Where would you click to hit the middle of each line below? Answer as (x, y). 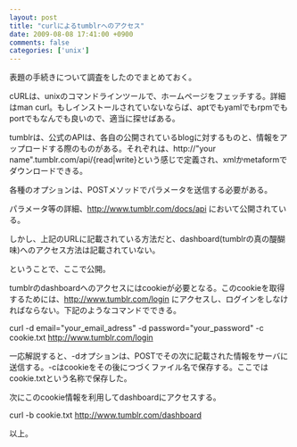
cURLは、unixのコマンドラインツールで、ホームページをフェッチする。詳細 (148, 96)
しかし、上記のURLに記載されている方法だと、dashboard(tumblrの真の (140, 239)
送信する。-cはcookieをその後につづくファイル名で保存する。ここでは (139, 368)
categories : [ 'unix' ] (49, 51)
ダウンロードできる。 (48, 171)
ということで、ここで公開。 (60, 269)
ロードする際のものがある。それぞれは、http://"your (120, 149)
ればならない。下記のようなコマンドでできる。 (95, 310)
